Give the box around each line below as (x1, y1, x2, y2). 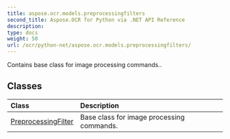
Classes (7, 80, 42, 92)
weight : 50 (7, 36, 38, 42)
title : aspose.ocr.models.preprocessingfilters (7, 10, 146, 17)
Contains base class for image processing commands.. (7, 61, 162, 68)
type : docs (7, 29, 38, 36)
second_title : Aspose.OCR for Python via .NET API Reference (7, 16, 186, 23)
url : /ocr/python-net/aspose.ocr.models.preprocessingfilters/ (7, 42, 192, 49)
